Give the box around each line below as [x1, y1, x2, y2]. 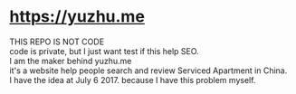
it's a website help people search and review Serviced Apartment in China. [9, 65, 288, 76]
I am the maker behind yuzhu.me [9, 55, 132, 66]
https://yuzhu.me [9, 6, 145, 27]
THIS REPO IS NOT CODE [9, 36, 105, 47]
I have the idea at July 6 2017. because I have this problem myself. [9, 74, 256, 85]
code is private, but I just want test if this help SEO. [9, 45, 199, 56]
